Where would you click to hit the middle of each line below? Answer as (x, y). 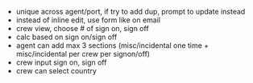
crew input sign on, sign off (61, 62)
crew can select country (56, 71)
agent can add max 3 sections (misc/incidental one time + (112, 45)
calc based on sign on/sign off (66, 37)
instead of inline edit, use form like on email (88, 20)
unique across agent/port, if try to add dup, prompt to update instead (131, 12)
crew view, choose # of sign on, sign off (82, 28)
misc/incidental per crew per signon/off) (83, 54)
